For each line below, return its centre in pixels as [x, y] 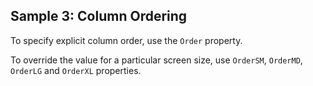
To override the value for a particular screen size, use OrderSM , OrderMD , [156, 60]
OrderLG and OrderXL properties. [76, 70]
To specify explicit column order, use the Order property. [126, 40]
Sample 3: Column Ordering [99, 16]
